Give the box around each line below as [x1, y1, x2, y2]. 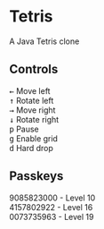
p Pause [9, 123, 40, 134]
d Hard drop [9, 142, 53, 153]
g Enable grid [9, 132, 58, 144]
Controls [9, 62, 59, 77]
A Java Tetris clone [9, 36, 80, 47]
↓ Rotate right [9, 114, 60, 124]
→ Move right [9, 105, 56, 115]
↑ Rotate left [9, 95, 54, 106]
